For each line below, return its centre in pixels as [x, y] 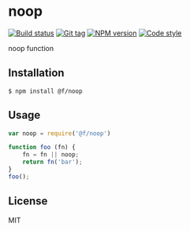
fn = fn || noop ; [51, 155]
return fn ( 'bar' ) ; [52, 162]
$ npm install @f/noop [45, 91]
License [28, 202]
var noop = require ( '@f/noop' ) [60, 133]
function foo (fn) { [42, 148]
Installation [36, 73]
